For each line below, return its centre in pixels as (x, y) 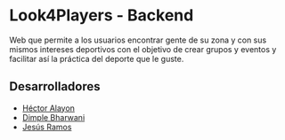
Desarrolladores (55, 86)
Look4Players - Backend (102, 16)
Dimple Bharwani (53, 117)
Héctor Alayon (49, 108)
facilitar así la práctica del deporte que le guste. (97, 58)
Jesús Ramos (47, 127)
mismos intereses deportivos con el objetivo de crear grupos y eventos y (143, 49)
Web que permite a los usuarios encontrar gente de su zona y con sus (138, 40)
